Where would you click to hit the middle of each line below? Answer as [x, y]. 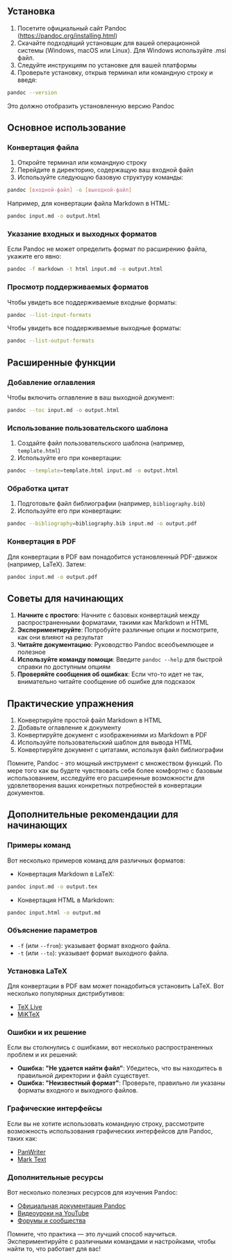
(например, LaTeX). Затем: [47, 564]
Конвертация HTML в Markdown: [66, 900]
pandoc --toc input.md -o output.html [63, 410]
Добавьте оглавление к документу [69, 728]
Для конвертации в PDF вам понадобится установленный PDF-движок [112, 557]
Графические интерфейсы [55, 1108]
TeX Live [30, 1007]
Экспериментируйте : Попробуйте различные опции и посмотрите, [118, 630]
